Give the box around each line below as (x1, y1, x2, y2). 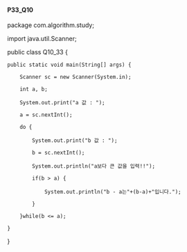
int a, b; (19, 86, 48, 93)
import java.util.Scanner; (7, 35, 78, 43)
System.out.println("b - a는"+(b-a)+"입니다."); (44, 189, 181, 196)
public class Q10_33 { (7, 48, 68, 56)
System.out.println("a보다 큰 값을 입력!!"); (32, 163, 156, 170)
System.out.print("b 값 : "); (32, 137, 118, 144)
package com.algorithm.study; (7, 21, 95, 29)
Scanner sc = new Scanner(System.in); (19, 74, 132, 81)
